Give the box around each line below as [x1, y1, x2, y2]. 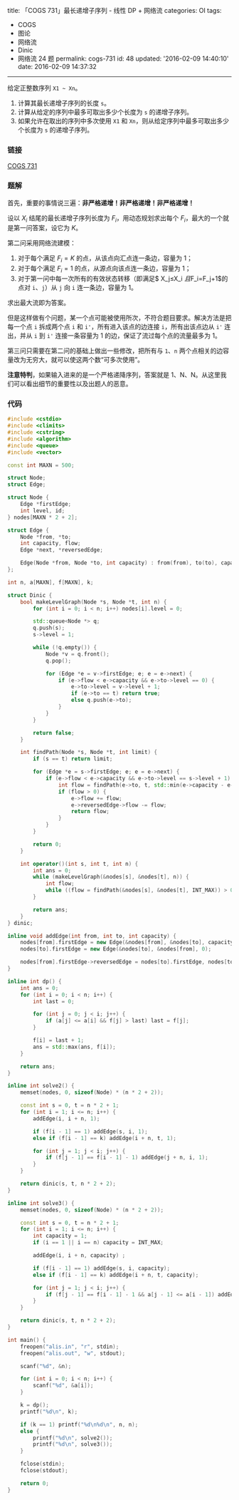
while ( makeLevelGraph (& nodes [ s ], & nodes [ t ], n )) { [33, 874, 190, 881]
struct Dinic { [7, 591, 53, 599]
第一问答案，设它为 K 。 [13, 224, 83, 232]
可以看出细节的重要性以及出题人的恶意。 [13, 379, 132, 388]
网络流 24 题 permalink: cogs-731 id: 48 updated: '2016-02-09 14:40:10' [17, 54, 229, 63]
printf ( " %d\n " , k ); [20, 1408, 78, 1415]
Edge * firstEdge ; [20, 501, 72, 508]
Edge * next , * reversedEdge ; [20, 547, 103, 554]
